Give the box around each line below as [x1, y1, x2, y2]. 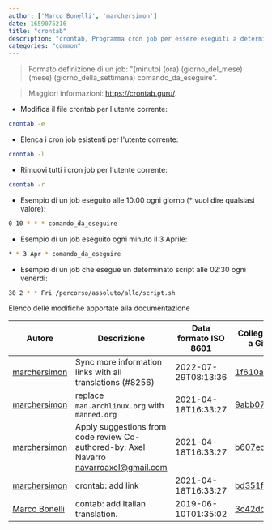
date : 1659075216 [8, 19, 67, 28]
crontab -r [8, 180, 45, 189]
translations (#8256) [75, 377, 155, 388]
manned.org [75, 410, 117, 420]
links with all [75, 366, 122, 378]
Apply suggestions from [75, 421, 167, 433]
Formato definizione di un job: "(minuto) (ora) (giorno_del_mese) [28, 64, 243, 74]
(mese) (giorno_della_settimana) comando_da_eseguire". [28, 73, 218, 83]
